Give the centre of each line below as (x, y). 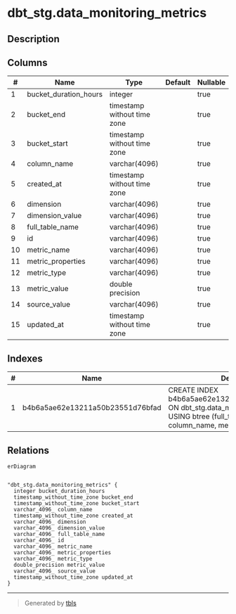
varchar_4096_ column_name (53, 510)
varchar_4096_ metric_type (53, 559)
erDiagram (22, 467)
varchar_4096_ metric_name (53, 546)
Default (178, 82)
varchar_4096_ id (39, 541)
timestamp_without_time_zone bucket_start (77, 504)
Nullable (211, 82)
